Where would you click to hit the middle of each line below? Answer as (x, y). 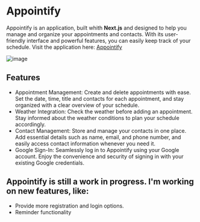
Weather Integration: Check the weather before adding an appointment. (104, 111)
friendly (16, 40)
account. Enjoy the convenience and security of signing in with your (99, 156)
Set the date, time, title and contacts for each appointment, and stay (99, 98)
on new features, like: (48, 191)
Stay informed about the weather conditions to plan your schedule (97, 118)
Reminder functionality (43, 212)
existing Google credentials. (49, 163)
